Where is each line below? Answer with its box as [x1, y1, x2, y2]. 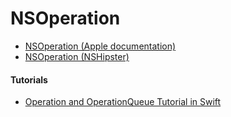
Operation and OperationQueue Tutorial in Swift [24, 96, 222, 108]
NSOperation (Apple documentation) [24, 40, 177, 52]
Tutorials [10, 73, 48, 86]
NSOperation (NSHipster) [24, 50, 130, 62]
